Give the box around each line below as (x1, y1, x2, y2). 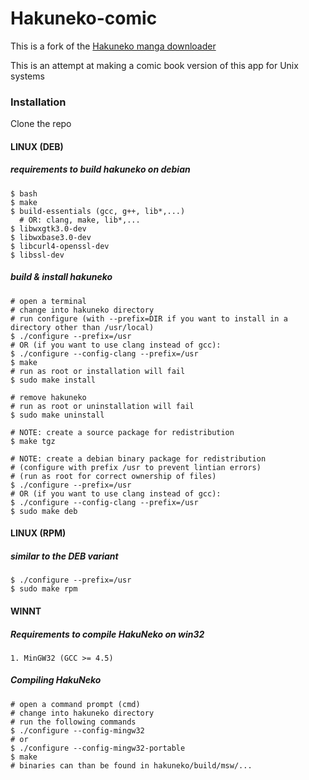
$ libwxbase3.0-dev (10, 232, 92, 242)
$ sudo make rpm (10, 584, 78, 594)
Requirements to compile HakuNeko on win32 (10, 628, 205, 640)
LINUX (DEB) (10, 140, 64, 152)
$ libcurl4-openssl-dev (10, 241, 110, 251)
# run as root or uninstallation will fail (10, 401, 195, 411)
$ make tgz (10, 436, 56, 446)
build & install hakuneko (10, 271, 113, 283)
